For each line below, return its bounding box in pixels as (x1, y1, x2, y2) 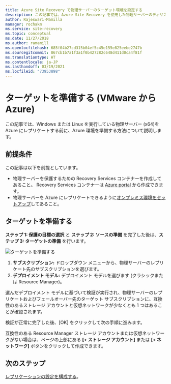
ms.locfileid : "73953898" (5, 69, 60, 74)
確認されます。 (14, 308, 45, 314)
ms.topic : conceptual (5, 31, 51, 36)
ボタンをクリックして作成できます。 (30, 343, 106, 349)
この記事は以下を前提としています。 (5, 164, 81, 170)
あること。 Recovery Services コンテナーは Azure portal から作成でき (12, 182, 159, 188)
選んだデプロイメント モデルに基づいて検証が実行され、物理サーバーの (5, 289, 154, 296)
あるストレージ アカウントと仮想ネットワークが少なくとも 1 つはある (14, 302, 158, 308)
